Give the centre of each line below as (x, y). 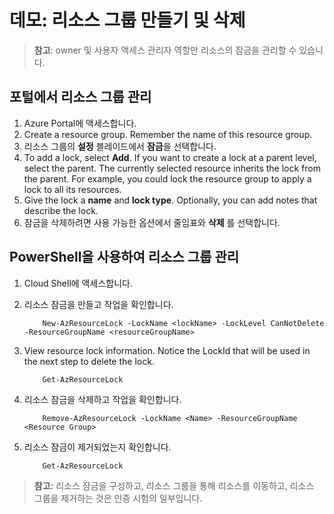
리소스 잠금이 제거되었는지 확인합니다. (97, 447)
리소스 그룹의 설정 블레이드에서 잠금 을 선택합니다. (120, 146)
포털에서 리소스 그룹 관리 (80, 97)
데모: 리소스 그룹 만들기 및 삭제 (127, 20)
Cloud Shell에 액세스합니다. (78, 283)
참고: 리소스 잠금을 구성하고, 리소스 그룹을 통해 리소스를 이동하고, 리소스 (174, 485)
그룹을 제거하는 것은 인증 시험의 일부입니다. (118, 498)
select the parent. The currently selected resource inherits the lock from (172, 168)
